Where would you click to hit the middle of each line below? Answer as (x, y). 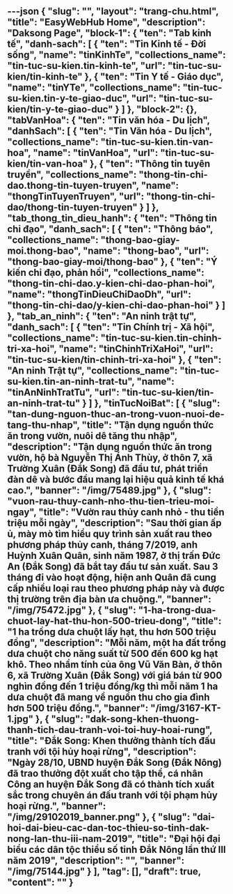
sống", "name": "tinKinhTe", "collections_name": (116, 55)
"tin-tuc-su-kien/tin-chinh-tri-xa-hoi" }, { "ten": (114, 360)
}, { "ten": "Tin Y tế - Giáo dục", (154, 77)
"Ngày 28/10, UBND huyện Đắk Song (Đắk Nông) (115, 763)
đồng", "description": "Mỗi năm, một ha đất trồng (117, 643)
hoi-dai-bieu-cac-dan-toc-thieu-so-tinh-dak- (109, 828)
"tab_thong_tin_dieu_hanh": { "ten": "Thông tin (112, 218)
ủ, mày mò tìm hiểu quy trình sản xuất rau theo (110, 534)
